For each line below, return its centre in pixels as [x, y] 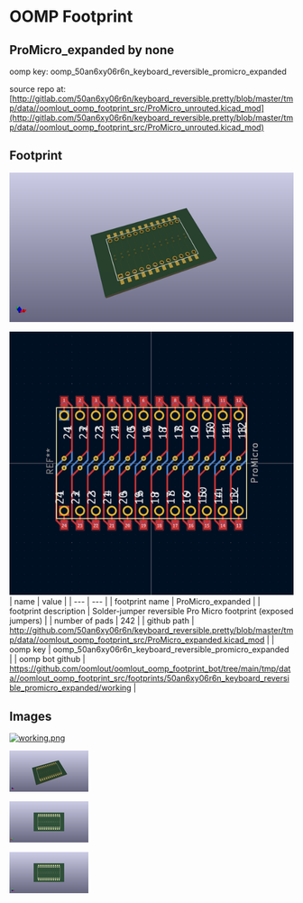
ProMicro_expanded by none [92, 50]
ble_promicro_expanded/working [71, 688]
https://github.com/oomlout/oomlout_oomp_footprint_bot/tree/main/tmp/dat [150, 668]
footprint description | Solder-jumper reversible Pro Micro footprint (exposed [151, 612]
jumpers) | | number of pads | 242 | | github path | [102, 621]
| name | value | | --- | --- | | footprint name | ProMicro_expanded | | [135, 602]
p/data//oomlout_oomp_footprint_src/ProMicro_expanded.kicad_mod [137, 640]
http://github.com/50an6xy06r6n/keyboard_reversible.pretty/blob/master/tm [151, 631]
